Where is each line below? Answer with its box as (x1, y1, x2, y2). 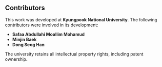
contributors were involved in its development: (5, 22, 99, 28)
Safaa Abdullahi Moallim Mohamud (12, 31, 85, 37)
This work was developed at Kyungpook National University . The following (5, 17, 158, 22)
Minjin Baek (12, 36, 37, 42)
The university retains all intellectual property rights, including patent (5, 51, 143, 57)
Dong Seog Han (12, 41, 45, 48)
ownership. (5, 56, 28, 62)
